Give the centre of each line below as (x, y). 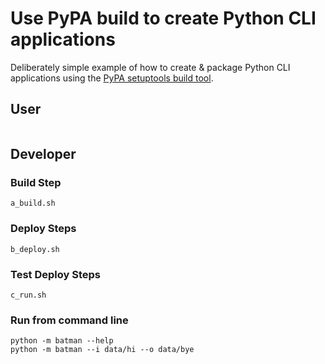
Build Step (36, 183)
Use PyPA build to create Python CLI (163, 18)
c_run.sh (28, 295)
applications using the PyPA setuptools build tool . (112, 78)
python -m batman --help (62, 341)
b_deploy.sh (35, 249)
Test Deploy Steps (55, 274)
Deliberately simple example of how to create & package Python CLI (150, 67)
